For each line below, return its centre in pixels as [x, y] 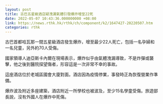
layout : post [18, 9]
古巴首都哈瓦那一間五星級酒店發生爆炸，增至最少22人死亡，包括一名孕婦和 [80, 42]
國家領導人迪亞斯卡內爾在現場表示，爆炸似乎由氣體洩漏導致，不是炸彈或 [77, 58]
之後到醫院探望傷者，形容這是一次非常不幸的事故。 [69, 64]
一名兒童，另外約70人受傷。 [33, 48]
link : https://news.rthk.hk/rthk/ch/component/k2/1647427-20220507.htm [79, 23]
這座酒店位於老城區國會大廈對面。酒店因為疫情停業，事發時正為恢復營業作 [79, 74]
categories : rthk [23, 28]
